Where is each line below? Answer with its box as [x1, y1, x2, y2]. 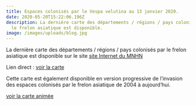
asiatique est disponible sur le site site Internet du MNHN [6, 52, 143, 60]
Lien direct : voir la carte [6, 64, 65, 71]
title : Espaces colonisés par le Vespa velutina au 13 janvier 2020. [6, 8, 179, 15]
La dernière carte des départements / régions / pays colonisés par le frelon [6, 46, 187, 53]
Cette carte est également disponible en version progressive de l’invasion [6, 75, 183, 82]
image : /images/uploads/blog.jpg [6, 30, 87, 36]
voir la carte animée [6, 93, 54, 100]
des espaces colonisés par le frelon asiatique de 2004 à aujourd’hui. [6, 81, 171, 88]
